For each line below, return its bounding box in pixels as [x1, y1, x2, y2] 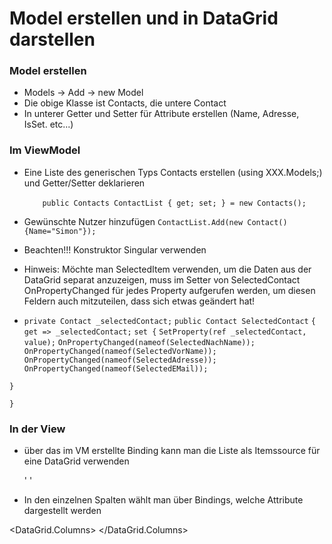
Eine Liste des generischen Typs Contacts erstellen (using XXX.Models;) [23, 166, 323, 178]
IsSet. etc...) [23, 118, 74, 131]
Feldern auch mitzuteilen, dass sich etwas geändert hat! [23, 295, 256, 307]
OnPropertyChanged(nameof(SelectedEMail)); [23, 363, 209, 374]
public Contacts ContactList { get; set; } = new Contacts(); [42, 198, 307, 208]
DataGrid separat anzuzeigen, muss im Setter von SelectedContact [23, 273, 301, 286]
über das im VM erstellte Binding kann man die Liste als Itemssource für [23, 445, 321, 457]
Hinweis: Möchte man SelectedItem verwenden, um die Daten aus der [23, 263, 312, 275]
